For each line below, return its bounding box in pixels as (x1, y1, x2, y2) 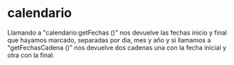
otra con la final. (7, 51, 55, 59)
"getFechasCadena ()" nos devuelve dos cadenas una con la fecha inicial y (7, 43, 227, 52)
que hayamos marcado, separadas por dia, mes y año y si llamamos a (7, 35, 211, 44)
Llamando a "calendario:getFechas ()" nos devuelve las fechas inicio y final (7, 28, 227, 37)
